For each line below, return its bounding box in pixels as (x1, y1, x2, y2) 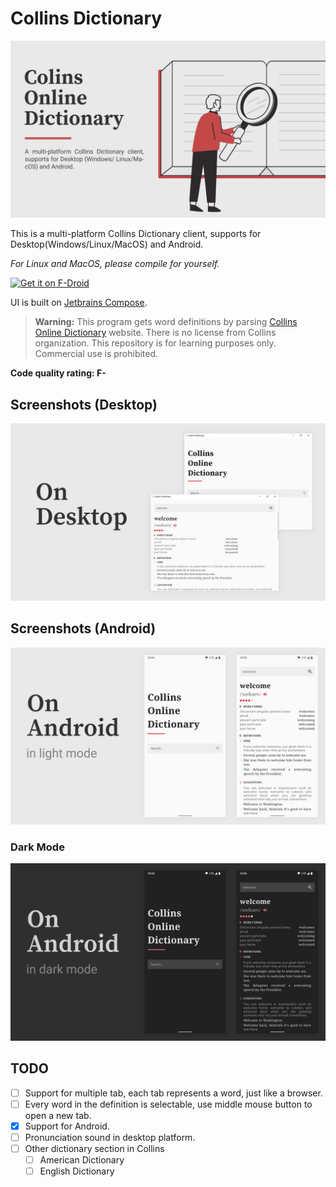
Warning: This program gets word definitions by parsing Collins (34, 316, 298, 328)
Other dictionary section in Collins (24, 1142, 165, 1154)
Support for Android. (24, 1120, 110, 1132)
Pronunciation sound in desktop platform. (24, 1131, 196, 1143)
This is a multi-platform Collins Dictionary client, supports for (10, 228, 262, 240)
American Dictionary (39, 1153, 125, 1166)
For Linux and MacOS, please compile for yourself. (10, 258, 220, 270)
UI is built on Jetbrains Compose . (10, 297, 148, 309)
